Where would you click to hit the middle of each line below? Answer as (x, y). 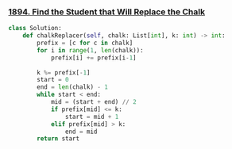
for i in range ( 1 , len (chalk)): (91, 50)
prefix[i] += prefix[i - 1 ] (93, 58)
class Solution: (35, 29)
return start (58, 139)
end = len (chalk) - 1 (73, 87)
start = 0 (53, 80)
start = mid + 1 (92, 117)
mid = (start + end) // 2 (93, 102)
